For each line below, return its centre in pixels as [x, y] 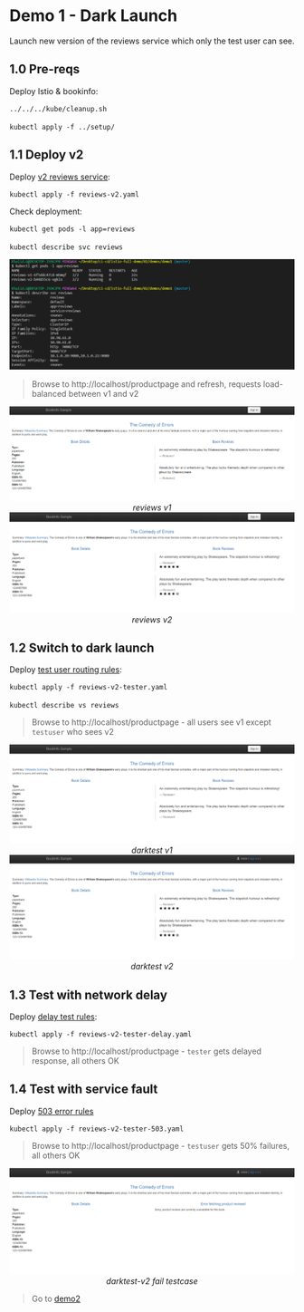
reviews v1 [152, 507]
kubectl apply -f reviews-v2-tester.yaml [89, 688]
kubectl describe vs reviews [64, 706]
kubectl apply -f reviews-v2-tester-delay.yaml [101, 1035]
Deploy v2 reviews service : [60, 177]
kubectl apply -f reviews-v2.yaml [75, 194]
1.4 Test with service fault [84, 1090]
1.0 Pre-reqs [45, 69]
